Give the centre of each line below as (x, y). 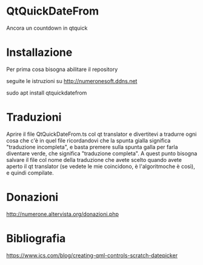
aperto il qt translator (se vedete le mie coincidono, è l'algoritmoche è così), (101, 166)
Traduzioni (34, 117)
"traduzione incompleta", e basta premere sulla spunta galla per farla (92, 147)
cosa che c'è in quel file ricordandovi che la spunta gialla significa (88, 140)
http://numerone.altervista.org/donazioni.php (63, 214)
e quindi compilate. (30, 173)
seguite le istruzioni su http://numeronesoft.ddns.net (72, 81)
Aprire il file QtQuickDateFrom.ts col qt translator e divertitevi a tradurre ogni (101, 134)
